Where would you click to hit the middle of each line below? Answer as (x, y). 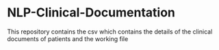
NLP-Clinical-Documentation (91, 13)
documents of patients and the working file (68, 38)
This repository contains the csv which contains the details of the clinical (110, 32)
